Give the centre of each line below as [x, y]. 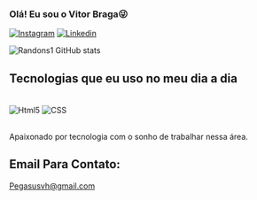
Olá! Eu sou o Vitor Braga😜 [69, 14]
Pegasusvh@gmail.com [52, 186]
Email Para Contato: [65, 164]
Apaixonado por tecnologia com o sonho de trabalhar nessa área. [128, 136]
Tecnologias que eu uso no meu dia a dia [123, 78]
